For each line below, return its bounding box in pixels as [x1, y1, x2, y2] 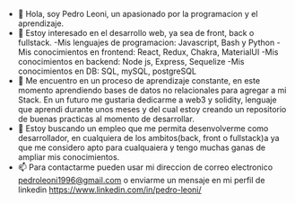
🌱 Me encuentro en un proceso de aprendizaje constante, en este [17, 75, 261, 85]
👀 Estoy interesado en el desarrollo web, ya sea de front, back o [17, 28, 255, 38]
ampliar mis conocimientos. [17, 152, 120, 162]
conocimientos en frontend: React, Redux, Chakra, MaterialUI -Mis [33, 47, 279, 58]
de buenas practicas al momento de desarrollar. [17, 113, 195, 124]
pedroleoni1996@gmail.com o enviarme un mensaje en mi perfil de [17, 175, 265, 185]
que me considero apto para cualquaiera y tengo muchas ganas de [17, 142, 266, 153]
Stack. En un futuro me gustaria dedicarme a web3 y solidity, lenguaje [17, 94, 277, 105]
